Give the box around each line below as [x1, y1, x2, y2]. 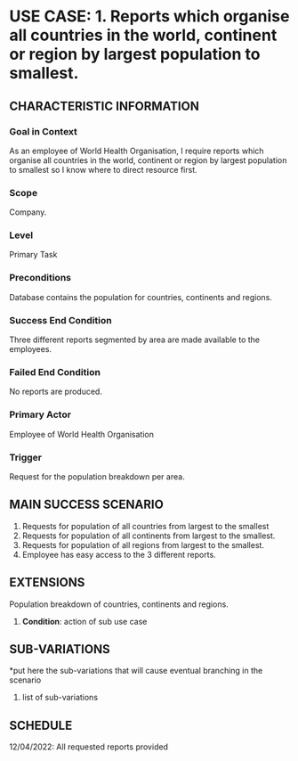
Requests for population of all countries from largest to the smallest [21, 520, 270, 531]
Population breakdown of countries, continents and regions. [9, 599, 229, 610]
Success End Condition [9, 314, 113, 326]
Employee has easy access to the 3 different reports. [21, 549, 216, 560]
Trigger [9, 451, 43, 463]
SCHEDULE [9, 717, 73, 732]
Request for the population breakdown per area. [9, 471, 185, 482]
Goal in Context [9, 125, 78, 137]
